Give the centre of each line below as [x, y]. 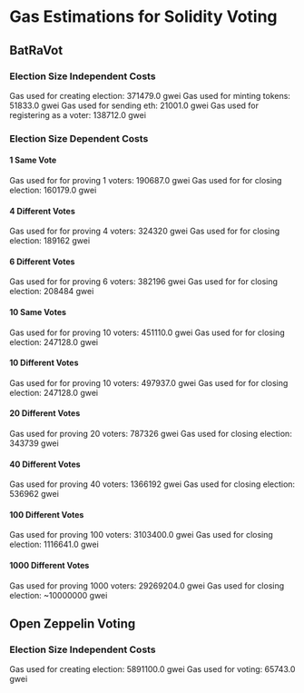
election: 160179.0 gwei [53, 190]
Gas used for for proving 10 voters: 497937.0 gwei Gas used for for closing [149, 382]
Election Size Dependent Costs [79, 138]
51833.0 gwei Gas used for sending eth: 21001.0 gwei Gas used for [134, 105]
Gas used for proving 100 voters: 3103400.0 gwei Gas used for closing [142, 535]
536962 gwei [34, 494]
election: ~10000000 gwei [59, 595]
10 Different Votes [44, 363]
